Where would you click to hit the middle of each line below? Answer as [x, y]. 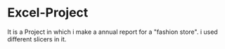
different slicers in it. [37, 39]
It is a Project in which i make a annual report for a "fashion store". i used [112, 32]
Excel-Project [48, 13]
